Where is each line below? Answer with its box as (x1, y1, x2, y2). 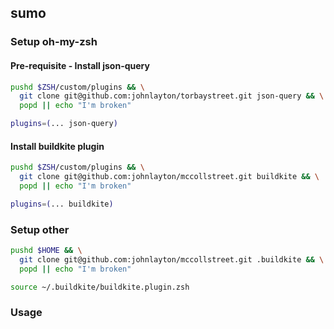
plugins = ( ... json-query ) (10, 119, 118, 129)
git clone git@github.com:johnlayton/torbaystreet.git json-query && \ (19, 91, 325, 101)
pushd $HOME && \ (10, 246, 83, 256)
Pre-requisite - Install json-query (10, 59, 150, 71)
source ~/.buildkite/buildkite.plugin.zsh (10, 282, 190, 292)
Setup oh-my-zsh (10, 35, 98, 49)
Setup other (10, 222, 70, 236)
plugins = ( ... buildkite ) (10, 199, 114, 209)
